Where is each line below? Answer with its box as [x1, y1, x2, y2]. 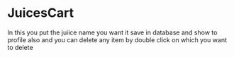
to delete [7, 43, 33, 51]
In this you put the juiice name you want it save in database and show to [7, 28, 218, 37]
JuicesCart [7, 5, 74, 21]
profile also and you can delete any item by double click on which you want [7, 35, 227, 44]
